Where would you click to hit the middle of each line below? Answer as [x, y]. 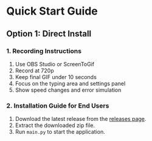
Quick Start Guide [52, 11]
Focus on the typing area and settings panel [70, 83]
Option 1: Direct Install [49, 34]
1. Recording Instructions [44, 51]
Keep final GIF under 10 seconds [56, 77]
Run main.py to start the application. [60, 132]
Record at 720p [34, 70]
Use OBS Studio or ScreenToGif [55, 64]
